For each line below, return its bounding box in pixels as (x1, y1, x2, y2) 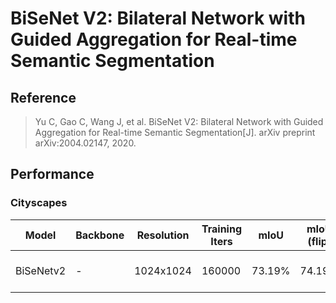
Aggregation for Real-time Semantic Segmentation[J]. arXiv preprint (34, 127, 316, 138)
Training (201, 222, 242, 236)
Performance (10, 166, 95, 183)
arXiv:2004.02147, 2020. (34, 137, 137, 149)
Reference (10, 89, 77, 106)
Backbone (75, 228, 125, 242)
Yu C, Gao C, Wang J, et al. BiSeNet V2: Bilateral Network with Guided (34, 116, 324, 127)
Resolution (136, 228, 190, 242)
